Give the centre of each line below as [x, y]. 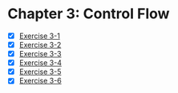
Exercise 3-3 [40, 54]
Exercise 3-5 [40, 72]
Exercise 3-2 [40, 45]
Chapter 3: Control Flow [89, 14]
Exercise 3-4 [40, 63]
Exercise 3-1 [40, 36]
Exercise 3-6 [40, 81]
